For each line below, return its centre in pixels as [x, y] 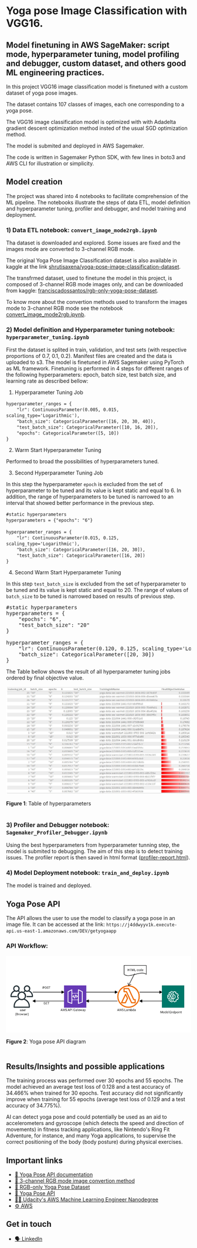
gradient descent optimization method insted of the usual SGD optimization [97, 128]
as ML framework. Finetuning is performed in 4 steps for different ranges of [98, 369]
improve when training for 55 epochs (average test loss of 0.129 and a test [96, 1099]
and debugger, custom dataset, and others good [96, 63]
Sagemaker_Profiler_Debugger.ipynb [57, 832]
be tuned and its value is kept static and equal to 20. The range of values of [97, 590]
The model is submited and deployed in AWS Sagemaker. [75, 146]
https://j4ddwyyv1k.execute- [142, 925]
